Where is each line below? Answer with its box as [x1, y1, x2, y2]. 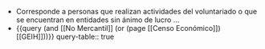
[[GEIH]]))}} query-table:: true [15, 32, 115, 41]
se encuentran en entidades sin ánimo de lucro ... [15, 15, 180, 24]
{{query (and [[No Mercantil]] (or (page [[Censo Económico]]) [15, 24, 221, 32]
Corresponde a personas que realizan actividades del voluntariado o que [15, 7, 258, 16]
